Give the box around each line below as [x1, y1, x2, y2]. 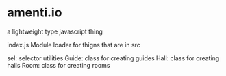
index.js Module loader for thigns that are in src [7, 40, 140, 49]
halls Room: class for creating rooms [7, 61, 110, 69]
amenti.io [7, 5, 62, 21]
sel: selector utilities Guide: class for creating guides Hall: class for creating [7, 53, 220, 62]
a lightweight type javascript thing [7, 27, 103, 36]
